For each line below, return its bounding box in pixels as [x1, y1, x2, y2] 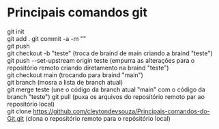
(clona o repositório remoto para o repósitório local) [25, 114, 171, 122]
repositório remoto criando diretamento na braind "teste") [7, 63, 169, 72]
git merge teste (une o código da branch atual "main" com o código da [7, 85, 206, 94]
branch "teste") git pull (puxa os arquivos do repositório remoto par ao [7, 92, 205, 100]
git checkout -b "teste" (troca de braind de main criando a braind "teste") [7, 49, 213, 57]
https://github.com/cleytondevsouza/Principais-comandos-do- [33, 107, 210, 115]
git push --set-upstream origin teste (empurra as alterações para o [7, 56, 195, 64]
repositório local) [7, 100, 55, 108]
